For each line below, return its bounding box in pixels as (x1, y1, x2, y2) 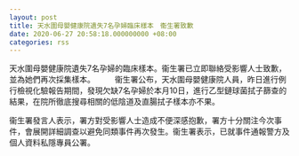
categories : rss (9, 37, 69, 47)
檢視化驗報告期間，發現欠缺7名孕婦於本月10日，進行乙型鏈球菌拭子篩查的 (16, 85, 287, 96)
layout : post (9, 12, 58, 22)
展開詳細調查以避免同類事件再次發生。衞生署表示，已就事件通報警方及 (32, 126, 290, 137)
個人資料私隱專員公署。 (9, 137, 95, 148)
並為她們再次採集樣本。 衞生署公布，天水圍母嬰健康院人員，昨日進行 (9, 74, 279, 85)
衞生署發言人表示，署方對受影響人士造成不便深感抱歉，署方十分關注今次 (9, 115, 274, 126)
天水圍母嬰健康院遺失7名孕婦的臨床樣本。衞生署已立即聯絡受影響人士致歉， (9, 63, 287, 74)
